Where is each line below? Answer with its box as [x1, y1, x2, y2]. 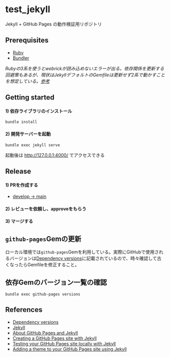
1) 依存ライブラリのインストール [5, 108, 73, 114]
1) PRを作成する [5, 182, 38, 188]
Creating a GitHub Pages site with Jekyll [12, 335, 97, 341]
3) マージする [5, 218, 33, 224]
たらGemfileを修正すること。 [18, 262, 80, 268]
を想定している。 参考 [5, 78, 50, 84]
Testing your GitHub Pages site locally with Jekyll [12, 340, 116, 346]
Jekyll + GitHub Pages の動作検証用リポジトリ [5, 21, 103, 27]
